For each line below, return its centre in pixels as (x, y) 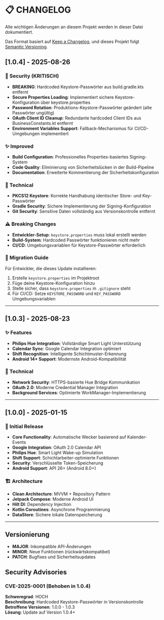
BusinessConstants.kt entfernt (42, 123)
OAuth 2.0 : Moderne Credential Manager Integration (65, 387)
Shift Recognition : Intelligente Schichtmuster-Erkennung (69, 354)
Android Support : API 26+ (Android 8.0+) (54, 468)
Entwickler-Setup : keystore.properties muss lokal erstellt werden (79, 235)
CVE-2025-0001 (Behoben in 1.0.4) (48, 586)
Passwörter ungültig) (33, 113)
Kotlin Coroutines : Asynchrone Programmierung (61, 509)
